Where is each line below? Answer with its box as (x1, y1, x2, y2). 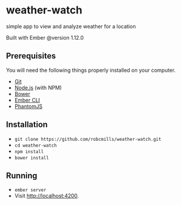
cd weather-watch (14, 143, 57, 148)
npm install (14, 148, 44, 155)
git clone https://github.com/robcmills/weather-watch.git (14, 136, 162, 142)
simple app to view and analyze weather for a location (6, 23, 136, 30)
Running (6, 171, 38, 180)
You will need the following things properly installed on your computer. (6, 67, 176, 74)
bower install (14, 155, 49, 161)
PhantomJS (14, 103, 43, 110)
